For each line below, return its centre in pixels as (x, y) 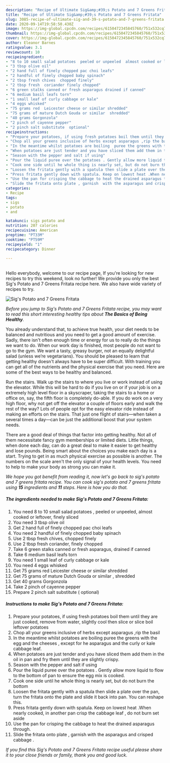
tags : (11, 197)
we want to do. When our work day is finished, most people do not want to (83, 345)
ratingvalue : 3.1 (24, 47)
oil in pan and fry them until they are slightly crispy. (66, 659)
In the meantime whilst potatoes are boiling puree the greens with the (85, 638)
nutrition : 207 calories (32, 226)
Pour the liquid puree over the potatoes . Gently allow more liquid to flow (88, 670)
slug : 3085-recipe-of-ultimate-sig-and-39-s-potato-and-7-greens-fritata (85, 19)
